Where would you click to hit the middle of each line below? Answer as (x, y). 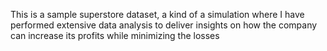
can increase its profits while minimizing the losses (115, 35)
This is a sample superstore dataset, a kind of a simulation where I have (157, 14)
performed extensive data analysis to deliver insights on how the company (164, 25)
